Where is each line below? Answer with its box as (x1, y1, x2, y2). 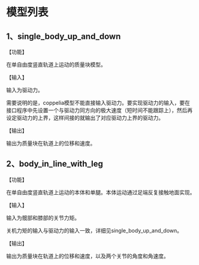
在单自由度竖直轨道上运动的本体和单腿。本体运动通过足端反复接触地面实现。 (6, 188, 195, 195)
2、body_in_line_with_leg (6, 159, 104, 169)
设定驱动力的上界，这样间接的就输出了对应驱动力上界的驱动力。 (6, 115, 164, 121)
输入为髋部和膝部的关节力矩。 (6, 214, 80, 221)
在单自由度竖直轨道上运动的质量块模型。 (6, 61, 106, 68)
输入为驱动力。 (6, 86, 43, 94)
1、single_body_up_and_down (6, 31, 121, 41)
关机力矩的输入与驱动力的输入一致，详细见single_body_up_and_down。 (6, 227, 183, 234)
